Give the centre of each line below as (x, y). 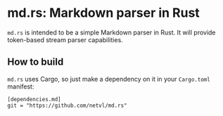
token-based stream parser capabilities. (65, 39)
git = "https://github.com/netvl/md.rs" (68, 105)
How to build (36, 62)
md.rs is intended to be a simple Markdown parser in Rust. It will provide (111, 32)
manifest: (21, 86)
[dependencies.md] (34, 99)
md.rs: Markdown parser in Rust (104, 13)
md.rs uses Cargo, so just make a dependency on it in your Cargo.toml (109, 79)
